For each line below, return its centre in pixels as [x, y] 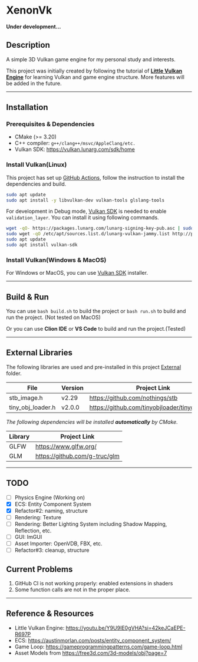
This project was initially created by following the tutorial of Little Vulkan [94, 71]
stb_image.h [26, 397]
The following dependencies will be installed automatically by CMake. [92, 421]
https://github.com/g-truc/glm [77, 456]
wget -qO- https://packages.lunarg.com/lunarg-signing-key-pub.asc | [93, 228]
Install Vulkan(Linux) [37, 164]
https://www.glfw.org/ [66, 446]
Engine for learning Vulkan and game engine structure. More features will [95, 77]
